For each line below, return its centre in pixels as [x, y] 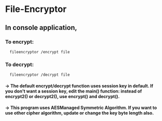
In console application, [41, 28]
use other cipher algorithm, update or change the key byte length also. [80, 113]
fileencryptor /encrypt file [40, 52]
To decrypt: [19, 64]
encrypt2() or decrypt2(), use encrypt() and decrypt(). [63, 96]
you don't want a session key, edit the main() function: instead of [74, 91]
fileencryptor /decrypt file [40, 75]
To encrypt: [19, 42]
